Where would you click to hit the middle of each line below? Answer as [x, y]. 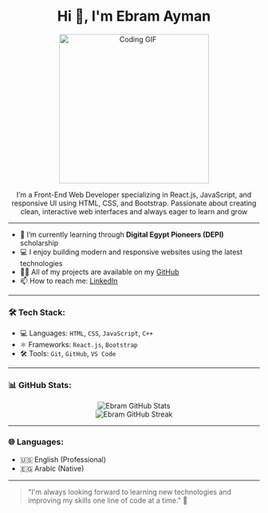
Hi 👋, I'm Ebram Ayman [134, 16]
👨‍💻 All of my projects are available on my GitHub [99, 272]
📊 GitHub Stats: [40, 386]
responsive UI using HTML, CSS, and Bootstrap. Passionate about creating [134, 203]
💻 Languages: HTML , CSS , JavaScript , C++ [87, 333]
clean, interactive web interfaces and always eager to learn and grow [134, 211]
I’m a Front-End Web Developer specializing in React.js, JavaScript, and [134, 194]
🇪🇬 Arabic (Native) [52, 468]
